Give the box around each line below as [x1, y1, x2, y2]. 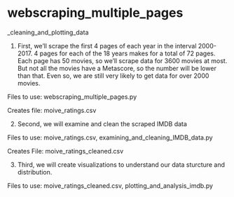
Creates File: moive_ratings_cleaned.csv [7, 147, 124, 155]
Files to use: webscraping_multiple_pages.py [7, 93, 137, 101]
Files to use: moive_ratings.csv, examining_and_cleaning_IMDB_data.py [7, 133, 213, 142]
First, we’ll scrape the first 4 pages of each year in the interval [17, 41, 197, 50]
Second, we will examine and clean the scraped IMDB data [17, 119, 188, 128]
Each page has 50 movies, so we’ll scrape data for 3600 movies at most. [17, 56, 228, 64]
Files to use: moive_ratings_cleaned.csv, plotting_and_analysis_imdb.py [7, 181, 214, 190]
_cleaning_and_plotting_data [7, 28, 89, 36]
